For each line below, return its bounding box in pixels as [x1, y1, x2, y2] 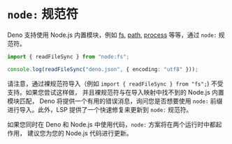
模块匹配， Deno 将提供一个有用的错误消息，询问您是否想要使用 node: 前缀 [7, 97, 223, 105]
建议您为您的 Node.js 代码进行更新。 [27, 129, 133, 137]
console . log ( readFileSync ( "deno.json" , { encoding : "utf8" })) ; [7, 65, 198, 73]
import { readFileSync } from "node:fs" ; [7, 53, 130, 60]
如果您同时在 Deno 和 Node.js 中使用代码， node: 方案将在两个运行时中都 [7, 120, 216, 129]
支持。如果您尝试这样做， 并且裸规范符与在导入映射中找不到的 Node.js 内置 [7, 88, 225, 96]
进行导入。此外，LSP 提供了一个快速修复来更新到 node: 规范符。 [7, 105, 193, 113]
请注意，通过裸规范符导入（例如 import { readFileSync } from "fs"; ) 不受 [7, 79, 224, 88]
